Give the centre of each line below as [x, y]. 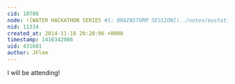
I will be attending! [34, 72]
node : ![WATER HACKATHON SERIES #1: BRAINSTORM [78, 20]
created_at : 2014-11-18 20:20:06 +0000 [65, 33]
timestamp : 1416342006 [40, 40]
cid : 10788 [23, 14]
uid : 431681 [24, 46]
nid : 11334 [23, 27]
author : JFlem [28, 53]
